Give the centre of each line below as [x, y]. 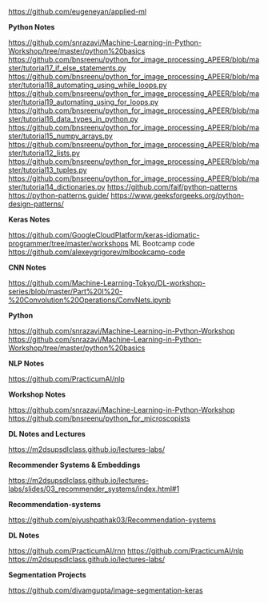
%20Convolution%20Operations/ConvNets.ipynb [90, 300]
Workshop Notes [37, 394]
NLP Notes [26, 363]
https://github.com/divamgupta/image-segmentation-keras [106, 590]
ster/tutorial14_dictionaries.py [57, 187]
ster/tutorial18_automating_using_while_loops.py [88, 85]
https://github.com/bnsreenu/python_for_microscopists [99, 418]
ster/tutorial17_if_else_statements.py [67, 68]
